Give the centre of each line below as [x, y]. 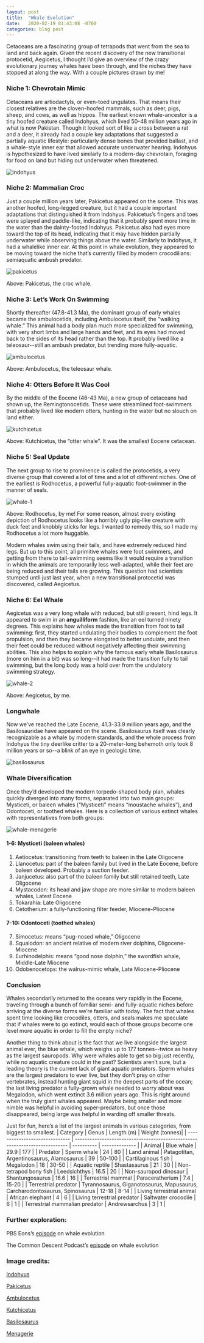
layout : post [23, 12]
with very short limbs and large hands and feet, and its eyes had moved [96, 332]
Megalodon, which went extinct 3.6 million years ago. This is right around [98, 1095]
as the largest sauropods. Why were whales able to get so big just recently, [100, 1055]
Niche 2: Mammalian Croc [45, 188]
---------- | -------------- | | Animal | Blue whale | [134, 1145]
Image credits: [28, 1261]
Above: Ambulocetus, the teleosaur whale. [59, 369]
